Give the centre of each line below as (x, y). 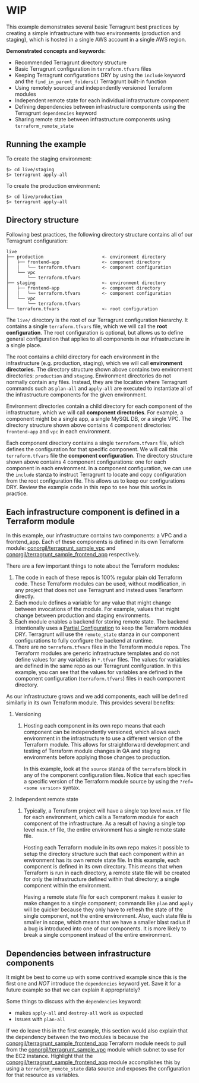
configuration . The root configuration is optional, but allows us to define (95, 332)
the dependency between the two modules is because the (77, 1037)
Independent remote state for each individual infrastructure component (102, 100)
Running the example (46, 144)
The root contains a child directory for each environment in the (83, 357)
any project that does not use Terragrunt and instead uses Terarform (99, 590)
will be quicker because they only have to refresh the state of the (103, 909)
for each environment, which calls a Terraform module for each (101, 817)
